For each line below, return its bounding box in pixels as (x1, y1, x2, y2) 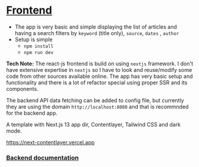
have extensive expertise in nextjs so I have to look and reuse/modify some (6, 66, 192, 73)
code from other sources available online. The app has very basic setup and (6, 73, 193, 80)
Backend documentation (6, 153, 79, 162)
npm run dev (23, 49, 54, 55)
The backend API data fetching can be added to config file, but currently (6, 96, 185, 104)
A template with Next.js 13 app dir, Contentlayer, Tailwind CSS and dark (6, 121, 181, 128)
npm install (23, 43, 54, 49)
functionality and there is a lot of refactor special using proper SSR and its (6, 78, 188, 86)
